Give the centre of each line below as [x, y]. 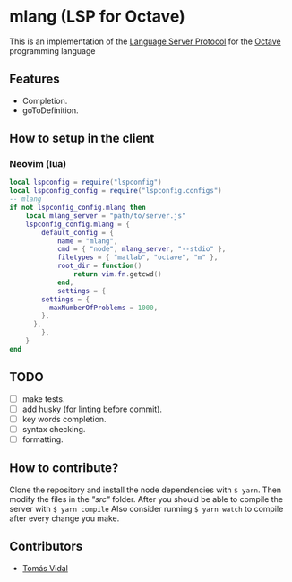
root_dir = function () [99, 266]
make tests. [43, 399]
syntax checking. [54, 429]
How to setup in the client [82, 139]
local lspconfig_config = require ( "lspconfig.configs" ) [116, 191]
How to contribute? [64, 468]
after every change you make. [64, 518]
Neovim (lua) [38, 164]
